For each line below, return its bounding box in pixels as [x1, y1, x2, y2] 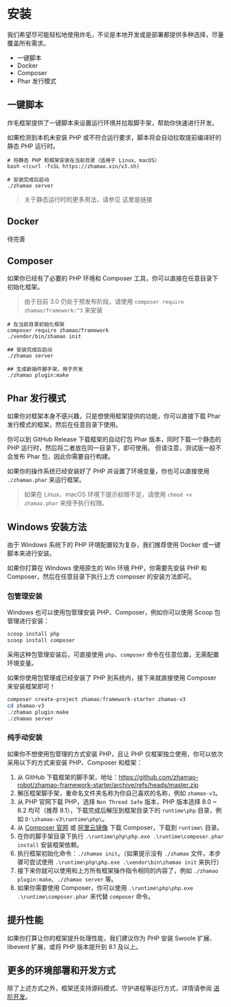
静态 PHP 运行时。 [7, 142, 60, 150]
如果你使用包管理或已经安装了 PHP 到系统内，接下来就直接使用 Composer [7, 674, 217, 682]
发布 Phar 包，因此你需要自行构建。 [12, 453, 115, 461]
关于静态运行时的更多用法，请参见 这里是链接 [23, 195, 153, 203]
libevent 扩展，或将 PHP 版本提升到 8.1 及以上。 [7, 942, 142, 951]
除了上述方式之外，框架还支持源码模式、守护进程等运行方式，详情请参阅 [7, 984, 212, 993]
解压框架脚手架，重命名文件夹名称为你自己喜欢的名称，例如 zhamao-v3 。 [16, 789, 222, 797]
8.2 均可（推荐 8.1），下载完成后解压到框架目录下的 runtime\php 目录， [16, 806, 217, 814]
